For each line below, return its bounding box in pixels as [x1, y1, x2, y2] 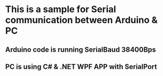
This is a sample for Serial [5, 4, 116, 15]
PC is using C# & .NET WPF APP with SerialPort [5, 62, 157, 71]
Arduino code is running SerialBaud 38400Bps [5, 45, 156, 54]
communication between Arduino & [5, 14, 158, 26]
